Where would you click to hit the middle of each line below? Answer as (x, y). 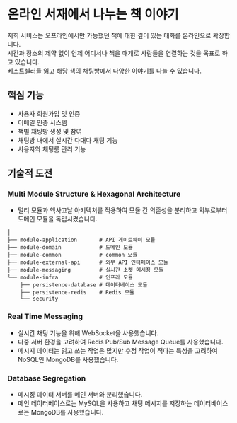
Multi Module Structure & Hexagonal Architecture (94, 194)
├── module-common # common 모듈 (73, 255)
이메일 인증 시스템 (42, 122)
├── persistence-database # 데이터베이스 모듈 (84, 285)
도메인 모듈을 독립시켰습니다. (57, 219)
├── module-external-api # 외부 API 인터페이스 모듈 (88, 262)
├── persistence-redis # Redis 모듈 (77, 293)
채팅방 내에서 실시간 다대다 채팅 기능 (68, 140)
